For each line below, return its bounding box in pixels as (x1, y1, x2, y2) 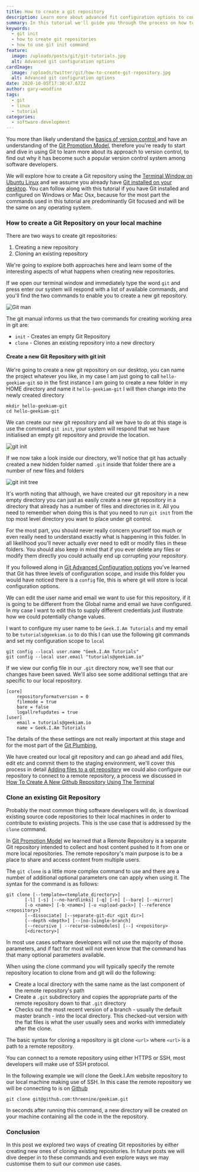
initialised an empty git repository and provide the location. (6, 431, 150, 438)
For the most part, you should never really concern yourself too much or (6, 527, 182, 534)
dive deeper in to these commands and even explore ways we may (6, 1154, 169, 1161)
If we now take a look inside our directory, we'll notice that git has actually (6, 454, 187, 461)
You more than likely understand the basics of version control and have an (6, 136, 188, 143)
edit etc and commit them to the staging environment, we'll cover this (6, 759, 175, 766)
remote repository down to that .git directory (14, 1000, 126, 1007)
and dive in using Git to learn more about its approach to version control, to (6, 148, 190, 155)
